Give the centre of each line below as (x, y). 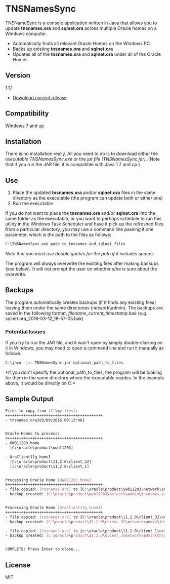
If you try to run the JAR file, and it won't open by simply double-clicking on (84, 343)
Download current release (40, 97)
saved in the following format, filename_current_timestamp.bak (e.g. (76, 313)
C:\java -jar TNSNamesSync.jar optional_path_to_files (64, 363)
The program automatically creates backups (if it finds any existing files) (81, 302)
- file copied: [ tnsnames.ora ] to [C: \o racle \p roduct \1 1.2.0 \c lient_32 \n (85, 517)
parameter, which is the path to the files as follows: (58, 235)
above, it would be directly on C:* (40, 383)
